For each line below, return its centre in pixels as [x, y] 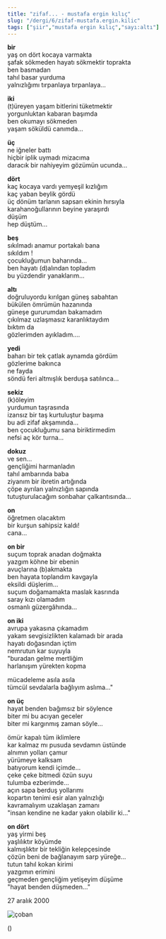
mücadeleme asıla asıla [41, 680]
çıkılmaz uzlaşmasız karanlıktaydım [58, 319]
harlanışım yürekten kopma [47, 666]
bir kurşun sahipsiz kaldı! [43, 525]
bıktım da [21, 327]
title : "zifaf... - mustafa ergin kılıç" [69, 14]
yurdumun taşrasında [38, 407]
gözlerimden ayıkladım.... [44, 335]
